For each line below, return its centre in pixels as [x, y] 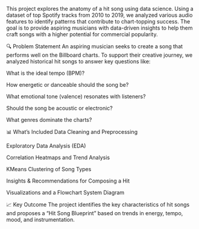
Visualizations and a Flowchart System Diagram [65, 193]
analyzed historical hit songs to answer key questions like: [78, 61]
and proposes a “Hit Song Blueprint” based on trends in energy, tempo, [95, 213]
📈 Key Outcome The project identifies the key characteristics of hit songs [98, 205]
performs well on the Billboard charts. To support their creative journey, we [99, 55]
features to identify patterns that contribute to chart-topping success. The [98, 21]
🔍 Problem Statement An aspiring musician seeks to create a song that [94, 46]
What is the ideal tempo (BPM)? [46, 73]
